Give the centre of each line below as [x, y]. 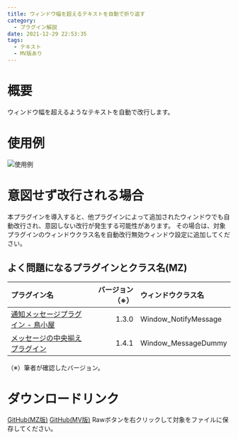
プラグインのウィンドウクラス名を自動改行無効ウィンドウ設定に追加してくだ [119, 234]
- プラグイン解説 [35, 27]
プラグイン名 [33, 295]
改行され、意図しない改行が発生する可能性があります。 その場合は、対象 [119, 225]
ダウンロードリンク [63, 399]
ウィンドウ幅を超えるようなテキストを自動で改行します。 [91, 112]
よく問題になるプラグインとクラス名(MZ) [97, 268]
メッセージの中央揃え [46, 338]
